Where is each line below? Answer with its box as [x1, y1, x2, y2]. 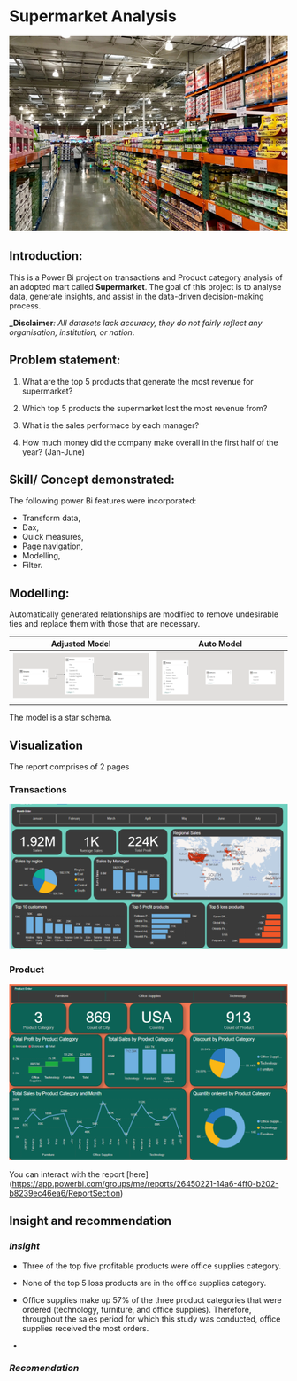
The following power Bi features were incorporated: [9, 495, 197, 506]
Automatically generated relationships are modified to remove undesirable [9, 609, 279, 620]
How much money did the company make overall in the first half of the [21, 437, 278, 448]
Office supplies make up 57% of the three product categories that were [21, 1294, 282, 1305]
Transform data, [21, 512, 81, 524]
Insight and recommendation [9, 1213, 172, 1229]
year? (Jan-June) [21, 446, 86, 457]
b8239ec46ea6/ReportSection [9, 1188, 121, 1198]
